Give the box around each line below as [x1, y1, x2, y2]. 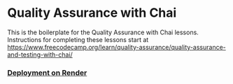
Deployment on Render [7, 68, 87, 78]
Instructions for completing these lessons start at [7, 35, 149, 43]
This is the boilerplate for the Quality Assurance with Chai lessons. [7, 28, 199, 36]
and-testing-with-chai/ [7, 50, 73, 59]
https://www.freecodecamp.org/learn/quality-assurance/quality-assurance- [7, 43, 226, 51]
